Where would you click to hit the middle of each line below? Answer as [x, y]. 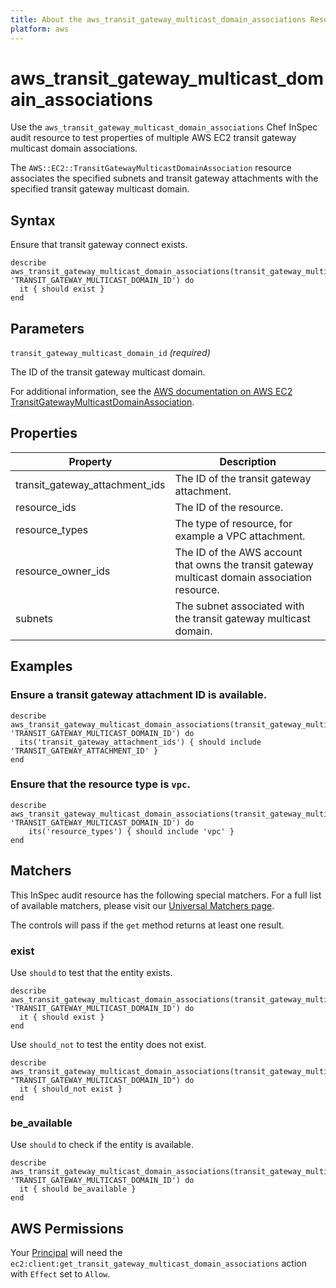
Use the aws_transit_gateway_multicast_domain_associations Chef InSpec [164, 127]
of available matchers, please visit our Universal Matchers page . [142, 905]
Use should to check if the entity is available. [102, 1145]
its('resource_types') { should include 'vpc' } [131, 831]
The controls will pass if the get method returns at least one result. [147, 925]
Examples [41, 666]
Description [248, 461]
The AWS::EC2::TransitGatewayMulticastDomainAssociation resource [151, 168]
